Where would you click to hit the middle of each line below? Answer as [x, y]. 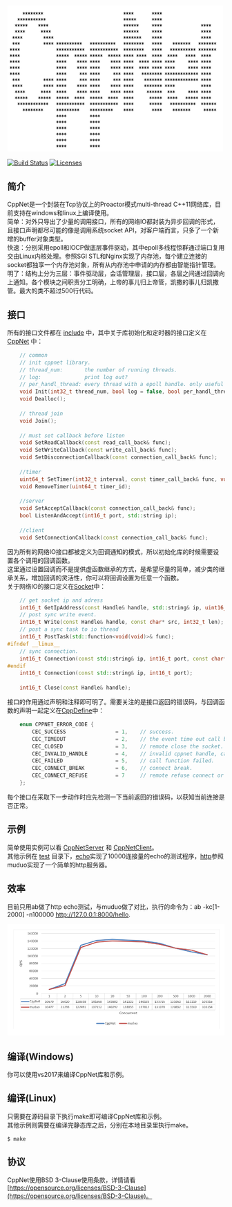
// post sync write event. [58, 615]
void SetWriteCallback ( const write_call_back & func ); [98, 450]
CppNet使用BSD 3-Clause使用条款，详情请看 [71, 1180]
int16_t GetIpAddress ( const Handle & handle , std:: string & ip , [111, 607]
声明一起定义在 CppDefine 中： [62, 710]
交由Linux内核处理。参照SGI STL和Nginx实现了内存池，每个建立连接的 [107, 256]
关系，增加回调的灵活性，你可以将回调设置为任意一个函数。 [98, 578]
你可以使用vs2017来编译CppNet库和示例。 [67, 1075]
